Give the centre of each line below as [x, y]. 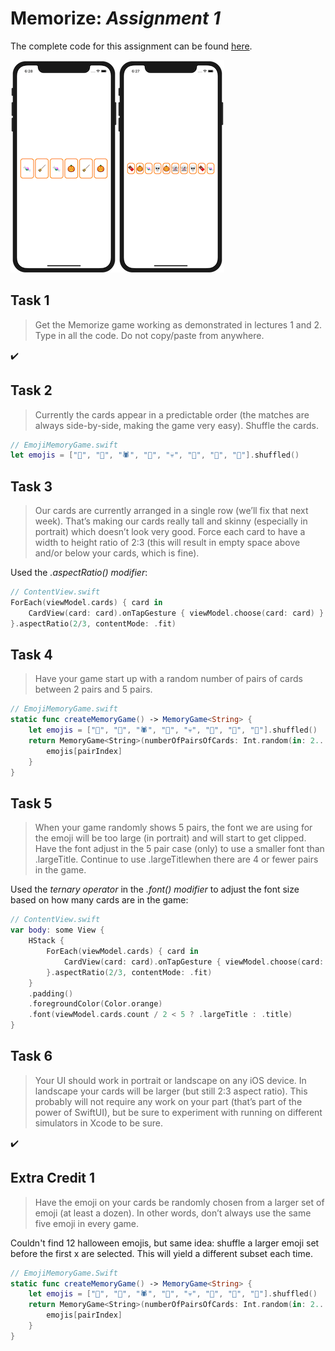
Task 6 [31, 1056]
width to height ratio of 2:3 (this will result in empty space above [167, 543]
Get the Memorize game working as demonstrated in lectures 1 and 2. [178, 324]
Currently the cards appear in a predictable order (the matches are [172, 414]
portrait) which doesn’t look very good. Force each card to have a [170, 532]
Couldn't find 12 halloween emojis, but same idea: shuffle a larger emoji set [165, 1243]
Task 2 [31, 390]
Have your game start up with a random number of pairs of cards [168, 679]
